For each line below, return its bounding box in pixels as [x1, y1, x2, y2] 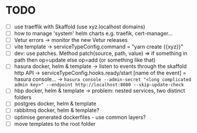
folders [14, 94, 32, 101]
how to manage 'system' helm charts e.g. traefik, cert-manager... [14, 30, 173, 37]
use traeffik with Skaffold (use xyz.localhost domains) [14, 23, 146, 30]
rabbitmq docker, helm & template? [14, 107, 100, 114]
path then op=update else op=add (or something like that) [14, 57, 156, 64]
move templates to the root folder [14, 120, 96, 127]
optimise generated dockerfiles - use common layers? [14, 113, 146, 121]
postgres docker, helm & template [14, 100, 96, 107]
